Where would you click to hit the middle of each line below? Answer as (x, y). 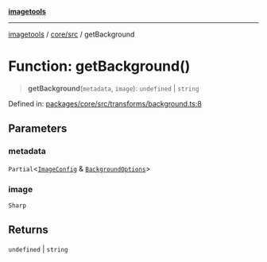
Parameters (38, 129)
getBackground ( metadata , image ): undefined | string (113, 88)
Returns (29, 230)
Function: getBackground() (99, 66)
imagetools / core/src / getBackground (72, 34)
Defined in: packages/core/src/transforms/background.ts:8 (105, 103)
